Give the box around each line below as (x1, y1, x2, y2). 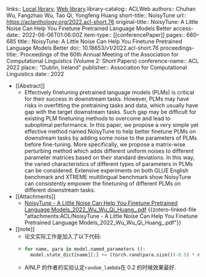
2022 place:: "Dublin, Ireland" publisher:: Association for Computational (6, 64, 187, 71)
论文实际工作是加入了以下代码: (24, 233, 102, 240)
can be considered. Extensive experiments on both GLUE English (24, 167, 189, 174)
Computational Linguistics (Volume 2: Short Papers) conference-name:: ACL (6, 58, 199, 64)
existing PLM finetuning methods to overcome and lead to (24, 115, 170, 122)
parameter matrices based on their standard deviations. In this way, (24, 154, 195, 161)
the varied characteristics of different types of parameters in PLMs (24, 161, 193, 167)
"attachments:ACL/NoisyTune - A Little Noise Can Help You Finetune (24, 213, 198, 219)
